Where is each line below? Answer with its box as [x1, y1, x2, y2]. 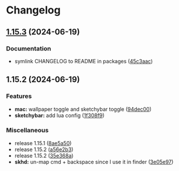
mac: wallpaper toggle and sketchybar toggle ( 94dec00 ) [14, 105, 152, 112]
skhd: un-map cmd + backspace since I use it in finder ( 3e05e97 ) [14, 158, 174, 165]
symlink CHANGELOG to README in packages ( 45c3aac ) [14, 57, 153, 64]
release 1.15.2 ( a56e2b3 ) [14, 146, 74, 153]
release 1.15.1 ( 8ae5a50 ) [14, 139, 72, 146]
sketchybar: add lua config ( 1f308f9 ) [14, 112, 105, 119]
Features [6, 92, 32, 100]
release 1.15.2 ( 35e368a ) [14, 152, 74, 159]
